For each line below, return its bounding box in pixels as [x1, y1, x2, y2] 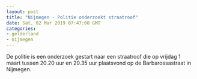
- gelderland [6, 31, 39, 37]
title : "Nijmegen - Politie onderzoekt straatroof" [6, 14, 138, 20]
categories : [6, 25, 36, 32]
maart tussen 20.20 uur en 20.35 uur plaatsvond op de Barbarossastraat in [6, 59, 191, 66]
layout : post [6, 8, 39, 15]
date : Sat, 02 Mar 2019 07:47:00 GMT [6, 20, 101, 26]
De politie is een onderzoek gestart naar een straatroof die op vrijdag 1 [6, 53, 181, 60]
